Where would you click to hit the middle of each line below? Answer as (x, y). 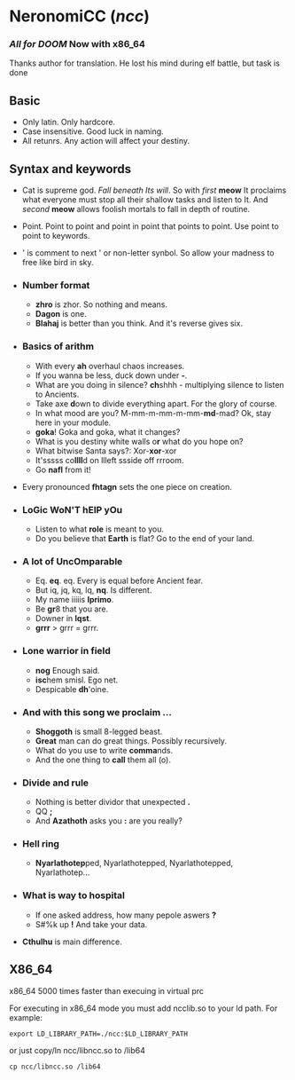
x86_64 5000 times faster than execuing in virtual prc (106, 990)
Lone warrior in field (66, 651)
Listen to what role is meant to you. (100, 529)
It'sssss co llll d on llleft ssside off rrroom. (109, 460)
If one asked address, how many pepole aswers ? (126, 915)
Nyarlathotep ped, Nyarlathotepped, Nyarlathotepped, (134, 863)
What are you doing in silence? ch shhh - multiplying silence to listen (160, 384)
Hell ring (41, 844)
